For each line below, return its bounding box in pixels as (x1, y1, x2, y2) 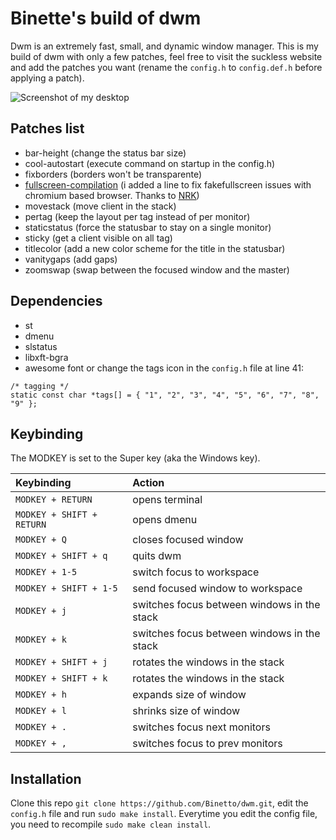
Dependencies (10, 293, 103, 310)
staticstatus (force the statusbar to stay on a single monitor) (24, 221, 272, 233)
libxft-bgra (24, 351, 69, 363)
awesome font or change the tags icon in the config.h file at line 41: (24, 362, 305, 374)
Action (132, 476, 165, 490)
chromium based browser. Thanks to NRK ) (24, 189, 200, 201)
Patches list (10, 120, 85, 137)
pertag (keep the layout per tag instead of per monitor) (24, 210, 251, 222)
